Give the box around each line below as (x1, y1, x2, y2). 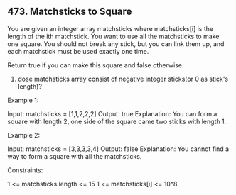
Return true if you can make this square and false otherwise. (7, 60, 184, 69)
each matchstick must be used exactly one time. (7, 47, 149, 55)
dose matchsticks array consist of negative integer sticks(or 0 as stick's (17, 74, 229, 83)
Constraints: (7, 166, 43, 174)
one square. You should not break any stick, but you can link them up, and (7, 39, 225, 48)
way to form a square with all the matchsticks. (7, 152, 142, 160)
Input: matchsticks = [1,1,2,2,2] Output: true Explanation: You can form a (7, 109, 218, 118)
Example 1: (7, 96, 39, 104)
